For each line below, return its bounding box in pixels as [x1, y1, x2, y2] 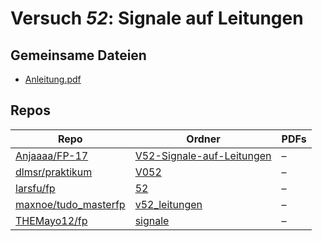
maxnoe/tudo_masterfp [15, 197, 126, 211]
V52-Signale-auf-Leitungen [134, 148, 272, 162]
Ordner [186, 132, 221, 146]
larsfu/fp [15, 181, 56, 195]
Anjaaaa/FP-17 [15, 148, 89, 162]
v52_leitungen [134, 197, 203, 211]
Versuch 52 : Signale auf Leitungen [10, 7, 304, 30]
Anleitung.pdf [24, 73, 82, 85]
